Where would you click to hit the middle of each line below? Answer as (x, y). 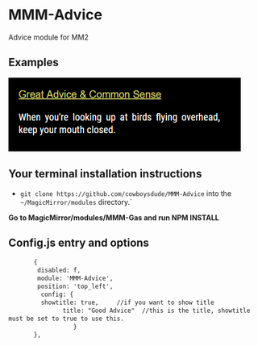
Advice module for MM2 (48, 37)
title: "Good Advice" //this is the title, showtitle (156, 311)
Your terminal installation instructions (105, 174)
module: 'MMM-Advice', (75, 279)
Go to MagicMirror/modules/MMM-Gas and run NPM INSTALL (114, 217)
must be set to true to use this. (67, 319)
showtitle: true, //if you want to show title (128, 303)
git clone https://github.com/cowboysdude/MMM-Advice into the (126, 193)
